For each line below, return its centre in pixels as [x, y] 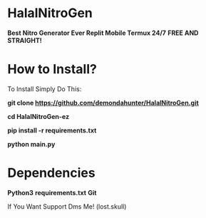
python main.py [31, 144]
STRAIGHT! [25, 40]
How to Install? [52, 69]
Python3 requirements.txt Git [52, 192]
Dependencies [51, 173]
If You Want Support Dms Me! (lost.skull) [67, 206]
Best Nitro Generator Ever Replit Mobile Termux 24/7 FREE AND [103, 33]
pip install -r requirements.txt [52, 130]
